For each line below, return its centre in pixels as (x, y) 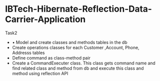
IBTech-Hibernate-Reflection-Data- (79, 9)
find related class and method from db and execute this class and (78, 68)
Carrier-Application (45, 19)
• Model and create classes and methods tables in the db (70, 42)
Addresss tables (28, 53)
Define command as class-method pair (51, 58)
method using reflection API (40, 73)
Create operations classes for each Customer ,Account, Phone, (76, 47)
